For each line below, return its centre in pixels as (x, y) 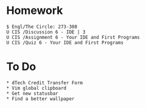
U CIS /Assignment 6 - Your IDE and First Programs (73, 37)
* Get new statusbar (33, 93)
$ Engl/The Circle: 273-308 (42, 27)
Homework (35, 11)
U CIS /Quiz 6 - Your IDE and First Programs (65, 42)
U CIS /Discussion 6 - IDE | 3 (46, 32)
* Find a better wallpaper (40, 99)
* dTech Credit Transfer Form (45, 83)
